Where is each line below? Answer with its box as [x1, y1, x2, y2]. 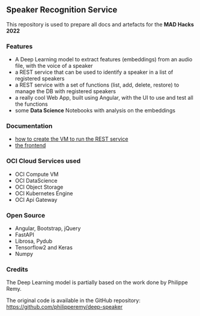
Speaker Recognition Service [6, 5, 118, 15]
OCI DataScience [14, 177, 58, 184]
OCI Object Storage [14, 183, 64, 190]
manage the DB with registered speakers [14, 88, 116, 95]
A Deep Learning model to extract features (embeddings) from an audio [14, 56, 193, 63]
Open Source [6, 211, 46, 219]
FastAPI [14, 231, 34, 238]
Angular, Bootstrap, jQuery [14, 225, 81, 232]
